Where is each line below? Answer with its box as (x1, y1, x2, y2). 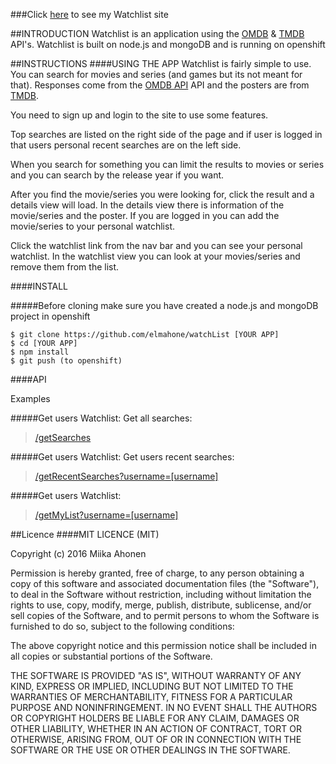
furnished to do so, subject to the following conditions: (10, 620, 235, 632)
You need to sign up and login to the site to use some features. (10, 109, 269, 121)
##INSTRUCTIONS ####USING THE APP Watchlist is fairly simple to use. (10, 58, 312, 69)
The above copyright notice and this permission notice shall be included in (10, 640, 317, 651)
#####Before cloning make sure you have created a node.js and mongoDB (10, 300, 319, 311)
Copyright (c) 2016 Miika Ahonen (10, 548, 147, 559)
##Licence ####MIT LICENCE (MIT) (10, 529, 160, 540)
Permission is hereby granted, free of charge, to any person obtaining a (10, 567, 305, 579)
